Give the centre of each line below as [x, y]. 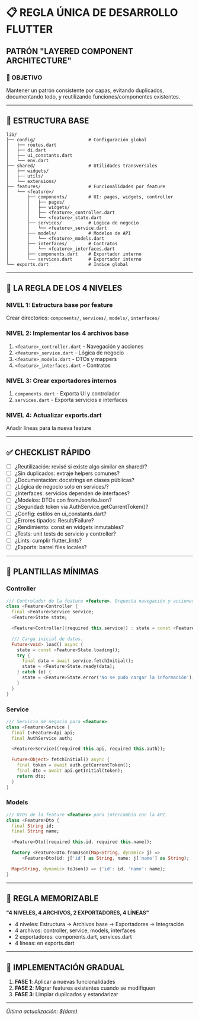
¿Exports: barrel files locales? [51, 547]
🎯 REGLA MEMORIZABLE [52, 899]
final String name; [36, 831]
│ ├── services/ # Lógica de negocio [73, 223]
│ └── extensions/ [32, 181]
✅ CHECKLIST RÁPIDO [49, 452]
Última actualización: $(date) [42, 1012]
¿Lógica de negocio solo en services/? [62, 487]
